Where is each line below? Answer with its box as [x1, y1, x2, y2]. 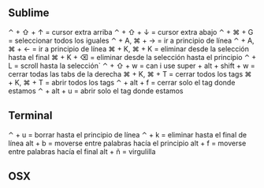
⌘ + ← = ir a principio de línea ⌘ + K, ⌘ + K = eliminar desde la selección [8, 43, 250, 54]
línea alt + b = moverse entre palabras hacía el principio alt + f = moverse [8, 138, 247, 148]
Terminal [8, 109, 53, 122]
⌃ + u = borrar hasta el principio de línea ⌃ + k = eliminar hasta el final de [8, 130, 247, 139]
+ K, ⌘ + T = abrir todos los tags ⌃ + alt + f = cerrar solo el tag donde [8, 77, 236, 87]
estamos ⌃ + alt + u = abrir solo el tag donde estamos [8, 86, 184, 96]
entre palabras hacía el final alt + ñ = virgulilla [8, 146, 156, 156]
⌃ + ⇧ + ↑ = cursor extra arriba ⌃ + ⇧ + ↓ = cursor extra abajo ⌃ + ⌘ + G [8, 27, 254, 36]
